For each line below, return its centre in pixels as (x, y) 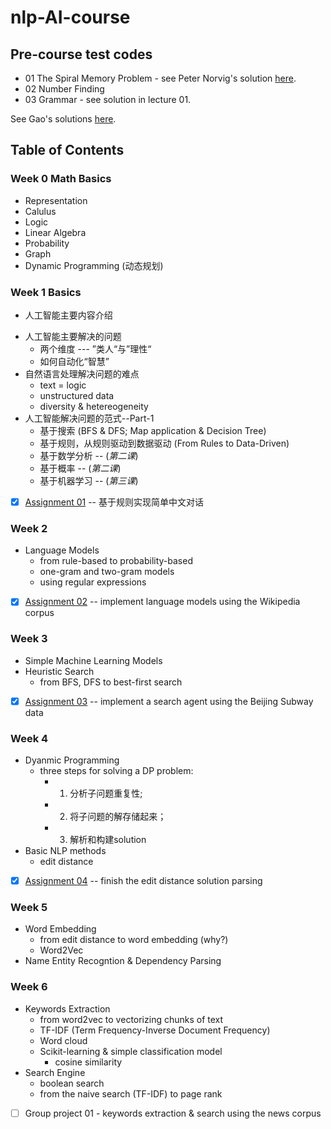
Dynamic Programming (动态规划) (94, 265)
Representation (56, 200)
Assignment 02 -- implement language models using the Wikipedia (162, 602)
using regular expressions (93, 582)
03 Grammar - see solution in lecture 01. (108, 99)
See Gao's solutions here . (63, 119)
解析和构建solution (108, 840)
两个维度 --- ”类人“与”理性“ (95, 348)
